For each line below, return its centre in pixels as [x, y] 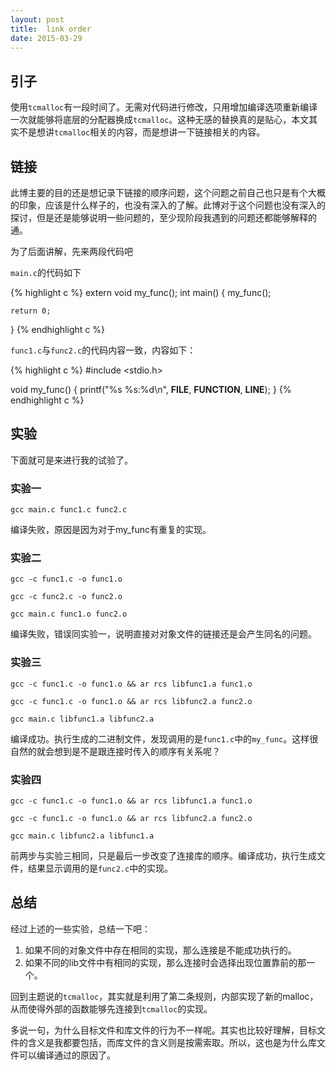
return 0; [31, 311]
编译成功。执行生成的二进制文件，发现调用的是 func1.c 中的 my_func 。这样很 [164, 738]
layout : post [37, 19]
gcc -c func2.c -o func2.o [66, 597]
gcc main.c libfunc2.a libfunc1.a [82, 836]
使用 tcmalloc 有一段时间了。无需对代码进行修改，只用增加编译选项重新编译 [164, 107]
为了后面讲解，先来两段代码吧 [71, 251]
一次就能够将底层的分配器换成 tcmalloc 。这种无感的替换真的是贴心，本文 [160, 120]
